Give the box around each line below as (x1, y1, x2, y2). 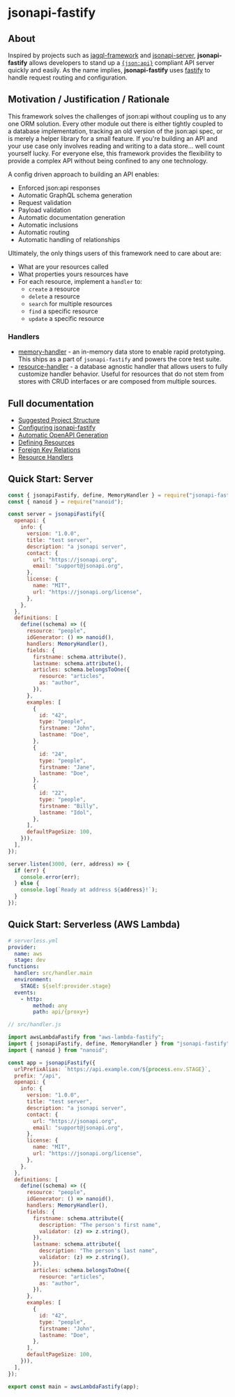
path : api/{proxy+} (33, 1009, 90, 1015)
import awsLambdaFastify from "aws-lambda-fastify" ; (8, 1034, 165, 1041)
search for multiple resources (28, 299, 112, 308)
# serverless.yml (8, 937, 59, 944)
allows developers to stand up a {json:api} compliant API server (29, 59, 215, 67)
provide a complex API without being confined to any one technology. (8, 156, 209, 165)
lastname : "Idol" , (38, 809, 93, 816)
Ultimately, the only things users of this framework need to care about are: (8, 249, 222, 257)
